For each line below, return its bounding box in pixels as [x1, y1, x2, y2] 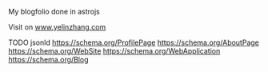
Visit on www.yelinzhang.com [8, 22, 106, 31]
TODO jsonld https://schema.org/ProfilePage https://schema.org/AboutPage [8, 38, 260, 47]
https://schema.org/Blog [8, 55, 90, 64]
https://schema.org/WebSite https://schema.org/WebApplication [8, 46, 221, 55]
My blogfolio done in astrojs [8, 7, 100, 16]
